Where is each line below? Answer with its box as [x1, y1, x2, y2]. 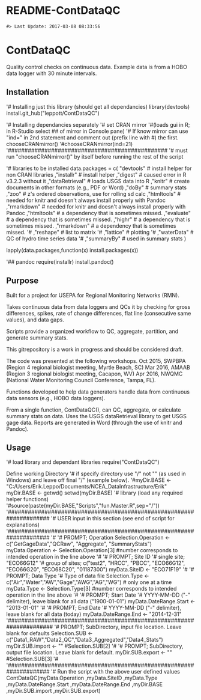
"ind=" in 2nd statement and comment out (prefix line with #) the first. [6, 133, 179, 141]
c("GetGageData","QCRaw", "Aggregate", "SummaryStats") [6, 540, 152, 547]
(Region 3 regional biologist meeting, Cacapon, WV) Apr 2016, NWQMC [6, 370, 183, 377]
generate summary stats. [6, 334, 68, 341]
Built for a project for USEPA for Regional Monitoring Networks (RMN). [6, 291, 180, 299]
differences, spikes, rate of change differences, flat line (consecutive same [6, 309, 191, 317]
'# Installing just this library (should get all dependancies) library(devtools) [6, 103, 190, 110]
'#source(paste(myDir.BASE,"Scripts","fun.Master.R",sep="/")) [6, 502, 160, 510]
